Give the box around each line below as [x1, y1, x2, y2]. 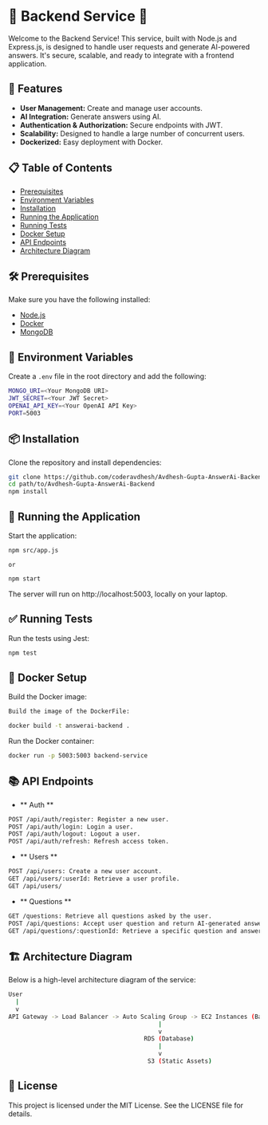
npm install [8, 488, 48, 496]
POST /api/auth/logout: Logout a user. [8, 830, 141, 838]
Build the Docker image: [8, 692, 88, 702]
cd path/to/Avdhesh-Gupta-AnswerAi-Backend [8, 480, 156, 489]
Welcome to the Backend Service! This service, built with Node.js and [8, 33, 238, 43]
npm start [8, 574, 41, 583]
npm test [8, 649, 37, 657]
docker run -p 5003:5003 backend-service [8, 751, 148, 760]
